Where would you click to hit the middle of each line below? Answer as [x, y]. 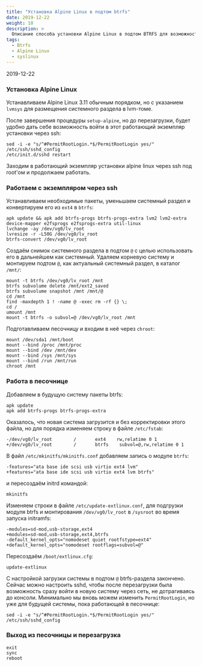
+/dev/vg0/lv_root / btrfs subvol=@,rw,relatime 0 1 [95, 445]
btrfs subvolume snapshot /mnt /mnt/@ [55, 291]
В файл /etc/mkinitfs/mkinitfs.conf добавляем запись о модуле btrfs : [98, 455]
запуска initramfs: [29, 518]
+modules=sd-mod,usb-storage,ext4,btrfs [58, 534]
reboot [14, 658]
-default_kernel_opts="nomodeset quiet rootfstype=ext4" [79, 540]
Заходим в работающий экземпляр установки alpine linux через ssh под [99, 165]
